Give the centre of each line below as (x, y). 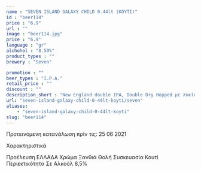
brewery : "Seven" (29, 62)
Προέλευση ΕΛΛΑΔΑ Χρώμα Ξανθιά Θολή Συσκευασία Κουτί (82, 157)
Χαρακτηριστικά (26, 146)
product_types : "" (31, 56)
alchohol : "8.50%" (31, 51)
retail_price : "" (29, 84)
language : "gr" (26, 45)
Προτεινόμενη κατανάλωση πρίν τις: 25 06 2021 (66, 134)
